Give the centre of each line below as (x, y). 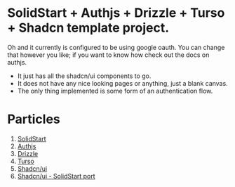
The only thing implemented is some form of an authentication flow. (115, 91)
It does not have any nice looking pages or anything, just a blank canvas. (122, 83)
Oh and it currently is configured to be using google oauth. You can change (116, 47)
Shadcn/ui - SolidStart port (56, 176)
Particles (34, 119)
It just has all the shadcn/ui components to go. (84, 76)
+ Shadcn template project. (88, 28)
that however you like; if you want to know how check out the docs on (108, 55)
